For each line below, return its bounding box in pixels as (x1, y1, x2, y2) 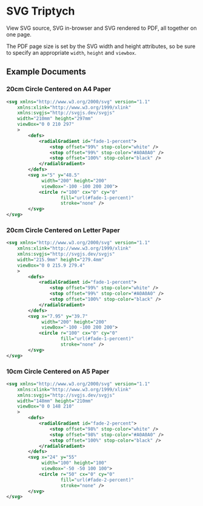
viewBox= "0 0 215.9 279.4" (17, 262, 85, 268)
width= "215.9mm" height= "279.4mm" (17, 256, 104, 262)
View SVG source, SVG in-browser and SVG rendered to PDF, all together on (6, 24, 197, 32)
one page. (6, 30, 32, 38)
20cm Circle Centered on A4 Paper (6, 85, 111, 94)
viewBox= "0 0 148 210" (17, 403, 75, 409)
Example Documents (6, 67, 87, 77)
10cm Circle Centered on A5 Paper (6, 367, 110, 375)
